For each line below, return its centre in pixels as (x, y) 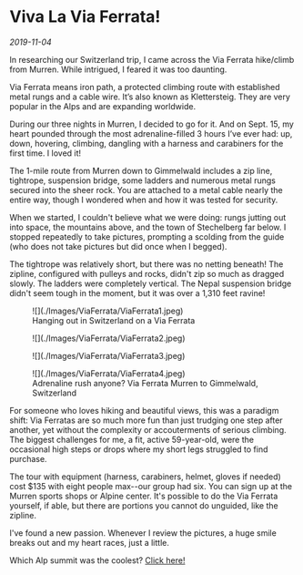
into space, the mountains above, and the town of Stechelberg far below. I (148, 227)
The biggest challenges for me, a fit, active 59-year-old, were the (132, 439)
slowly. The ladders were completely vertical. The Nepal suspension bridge (151, 283)
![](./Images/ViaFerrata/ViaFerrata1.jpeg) (108, 311)
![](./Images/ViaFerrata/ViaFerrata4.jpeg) (109, 373)
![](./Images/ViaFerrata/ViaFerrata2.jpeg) (109, 338)
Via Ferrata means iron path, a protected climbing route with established (145, 87)
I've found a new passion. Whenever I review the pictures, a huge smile (143, 533)
